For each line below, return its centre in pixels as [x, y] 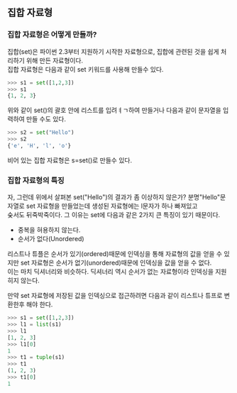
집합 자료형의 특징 [36, 180]
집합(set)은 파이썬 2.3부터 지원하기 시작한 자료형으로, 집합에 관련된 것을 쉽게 [114, 51]
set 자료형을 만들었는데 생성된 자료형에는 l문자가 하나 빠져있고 [112, 206]
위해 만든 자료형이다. [55, 60]
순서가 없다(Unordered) [51, 239]
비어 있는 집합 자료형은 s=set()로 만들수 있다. [70, 160]
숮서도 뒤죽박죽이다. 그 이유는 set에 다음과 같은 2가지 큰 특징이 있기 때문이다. [114, 215]
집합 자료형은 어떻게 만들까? [52, 35]
